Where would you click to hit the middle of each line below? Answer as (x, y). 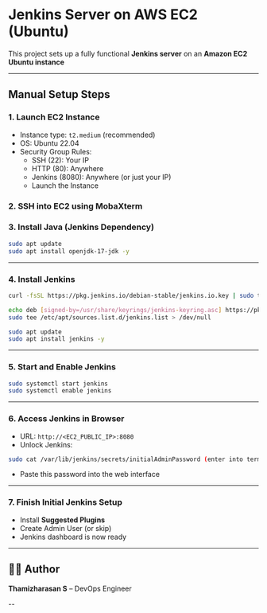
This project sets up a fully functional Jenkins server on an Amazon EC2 (128, 53)
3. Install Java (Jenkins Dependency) (81, 227)
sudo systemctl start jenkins (58, 384)
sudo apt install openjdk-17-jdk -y (69, 251)
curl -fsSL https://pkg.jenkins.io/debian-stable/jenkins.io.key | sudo (131, 295)
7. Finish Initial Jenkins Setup (66, 502)
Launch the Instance (65, 185)
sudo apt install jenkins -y (56, 339)
